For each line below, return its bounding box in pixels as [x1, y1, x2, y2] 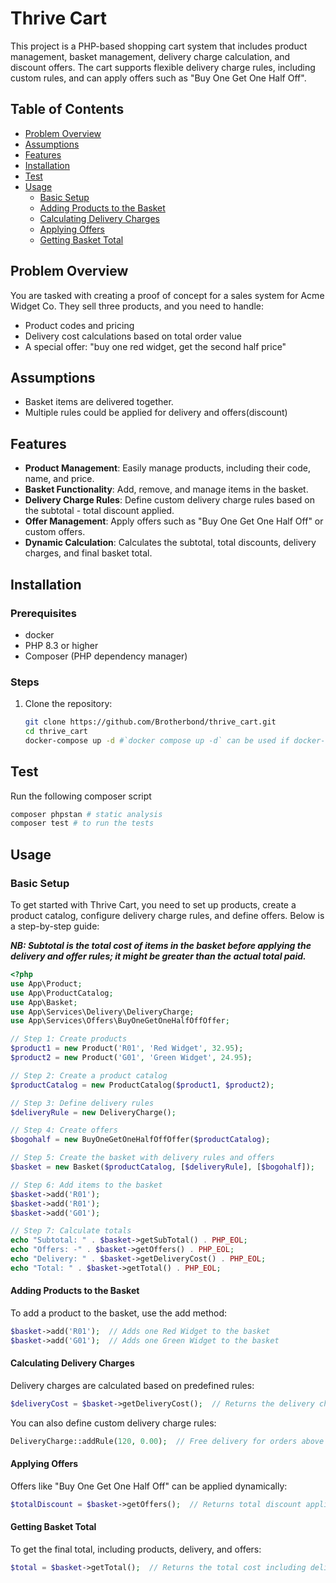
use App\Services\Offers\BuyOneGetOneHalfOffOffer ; [10, 1016, 230, 1026]
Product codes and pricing [24, 319, 135, 331]
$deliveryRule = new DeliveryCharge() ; [10, 1107, 177, 1117]
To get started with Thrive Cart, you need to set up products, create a [10, 899, 297, 911]
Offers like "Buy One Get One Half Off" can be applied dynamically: [10, 1480, 288, 1492]
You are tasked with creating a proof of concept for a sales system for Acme [10, 289, 325, 301]
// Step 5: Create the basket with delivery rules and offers [10, 1153, 275, 1163]
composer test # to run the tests [10, 818, 155, 829]
